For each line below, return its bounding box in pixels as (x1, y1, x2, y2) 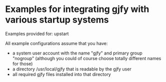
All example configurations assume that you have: (5, 40, 108, 46)
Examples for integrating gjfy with (5, 3, 149, 15)
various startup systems (5, 14, 109, 25)
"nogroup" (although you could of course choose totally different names (12, 55, 161, 61)
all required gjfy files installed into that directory (12, 71, 111, 77)
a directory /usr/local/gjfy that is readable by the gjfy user (12, 66, 131, 72)
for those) (12, 60, 33, 66)
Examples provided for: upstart (5, 30, 69, 36)
